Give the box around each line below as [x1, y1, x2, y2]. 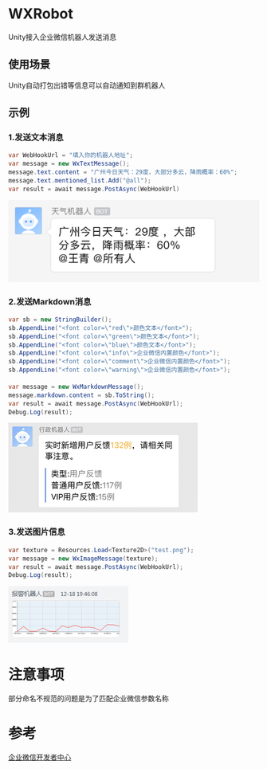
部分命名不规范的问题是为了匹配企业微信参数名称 [8, 694, 169, 704]
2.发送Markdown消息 [8, 296, 92, 307]
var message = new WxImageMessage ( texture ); [8, 555, 159, 563]
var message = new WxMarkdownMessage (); [8, 383, 145, 390]
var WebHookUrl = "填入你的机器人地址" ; [8, 151, 134, 159]
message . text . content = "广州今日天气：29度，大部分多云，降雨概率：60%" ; [8, 168, 238, 176]
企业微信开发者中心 [8, 752, 72, 762]
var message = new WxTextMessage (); [8, 160, 130, 168]
